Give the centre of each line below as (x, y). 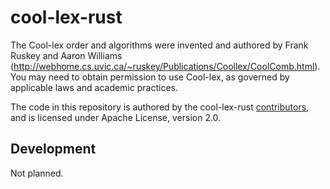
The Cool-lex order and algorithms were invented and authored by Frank (159, 45)
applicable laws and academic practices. (94, 87)
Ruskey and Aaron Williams (66, 55)
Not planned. (37, 173)
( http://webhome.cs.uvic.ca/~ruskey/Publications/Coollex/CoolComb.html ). (165, 66)
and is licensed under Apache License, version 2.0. (116, 117)
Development (53, 149)
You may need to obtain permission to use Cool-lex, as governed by (150, 77)
